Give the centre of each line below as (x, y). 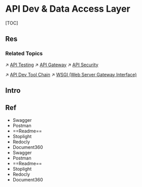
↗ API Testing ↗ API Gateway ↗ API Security (52, 65)
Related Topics (24, 54)
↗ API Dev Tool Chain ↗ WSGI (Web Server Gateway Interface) (71, 74)
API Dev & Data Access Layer (68, 9)
